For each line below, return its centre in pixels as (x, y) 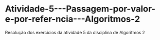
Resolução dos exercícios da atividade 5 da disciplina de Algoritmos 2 (75, 32)
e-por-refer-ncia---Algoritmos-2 (72, 19)
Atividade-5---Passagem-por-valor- (80, 9)
